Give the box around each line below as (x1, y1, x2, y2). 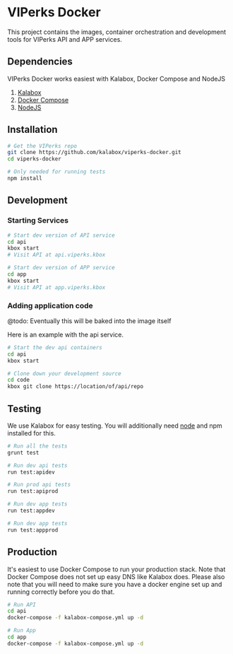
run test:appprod (7, 526, 59, 534)
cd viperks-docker (7, 156, 61, 163)
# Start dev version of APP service (7, 264, 115, 271)
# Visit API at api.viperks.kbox (7, 252, 106, 259)
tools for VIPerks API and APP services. (7, 35, 122, 43)
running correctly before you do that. (7, 588, 115, 596)
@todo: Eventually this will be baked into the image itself (7, 316, 172, 325)
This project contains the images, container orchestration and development (7, 28, 227, 36)
